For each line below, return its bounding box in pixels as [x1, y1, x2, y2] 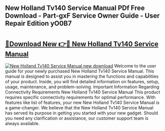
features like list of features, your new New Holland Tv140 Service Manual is [5, 99, 160, 105]
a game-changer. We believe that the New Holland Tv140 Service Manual [5, 105, 154, 110]
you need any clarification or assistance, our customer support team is [5, 115, 149, 121]
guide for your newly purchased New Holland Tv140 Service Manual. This [5, 68, 154, 74]
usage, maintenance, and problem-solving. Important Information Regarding [5, 84, 160, 90]
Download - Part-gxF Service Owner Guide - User [5, 12, 160, 20]
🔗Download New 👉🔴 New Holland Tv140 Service [5, 39, 159, 48]
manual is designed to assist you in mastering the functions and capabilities [5, 73, 159, 79]
